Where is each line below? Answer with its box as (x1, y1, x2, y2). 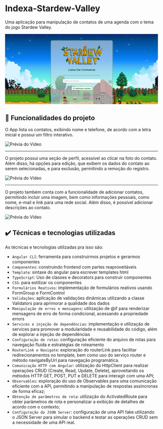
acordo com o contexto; (12, 404, 60, 409)
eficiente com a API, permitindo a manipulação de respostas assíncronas (12, 383, 158, 389)
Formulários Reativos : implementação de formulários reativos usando (12, 285, 153, 291)
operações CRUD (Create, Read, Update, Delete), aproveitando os (12, 368, 144, 373)
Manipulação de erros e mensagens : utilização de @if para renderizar (12, 305, 150, 311)
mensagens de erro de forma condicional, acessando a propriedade (12, 311, 148, 316)
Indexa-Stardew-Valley (5, 3, 100, 14)
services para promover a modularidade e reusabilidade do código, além (12, 326, 158, 332)
